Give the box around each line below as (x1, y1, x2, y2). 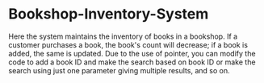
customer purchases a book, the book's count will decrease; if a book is (8, 39, 249, 49)
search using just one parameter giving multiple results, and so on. (8, 65, 230, 75)
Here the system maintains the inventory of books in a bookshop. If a (8, 31, 238, 41)
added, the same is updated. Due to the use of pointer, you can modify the (8, 48, 256, 58)
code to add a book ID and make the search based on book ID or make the (8, 57, 256, 67)
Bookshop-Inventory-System (8, 5, 209, 23)
